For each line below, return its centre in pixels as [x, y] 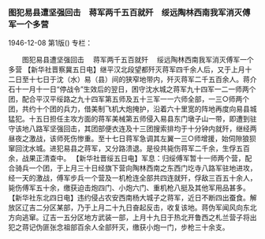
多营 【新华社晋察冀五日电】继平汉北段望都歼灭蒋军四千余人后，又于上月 [127, 69]
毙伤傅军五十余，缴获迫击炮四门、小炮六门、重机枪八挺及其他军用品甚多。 [129, 188]
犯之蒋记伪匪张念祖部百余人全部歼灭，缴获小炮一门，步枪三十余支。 [119, 227]
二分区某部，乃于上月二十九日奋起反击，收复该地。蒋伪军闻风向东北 [146, 207]
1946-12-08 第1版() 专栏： [50, 43]
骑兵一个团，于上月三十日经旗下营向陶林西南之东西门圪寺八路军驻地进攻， [136, 168]
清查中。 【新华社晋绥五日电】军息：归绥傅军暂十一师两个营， [144, 159]
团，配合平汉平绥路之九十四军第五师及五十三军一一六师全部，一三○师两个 [129, 99]
